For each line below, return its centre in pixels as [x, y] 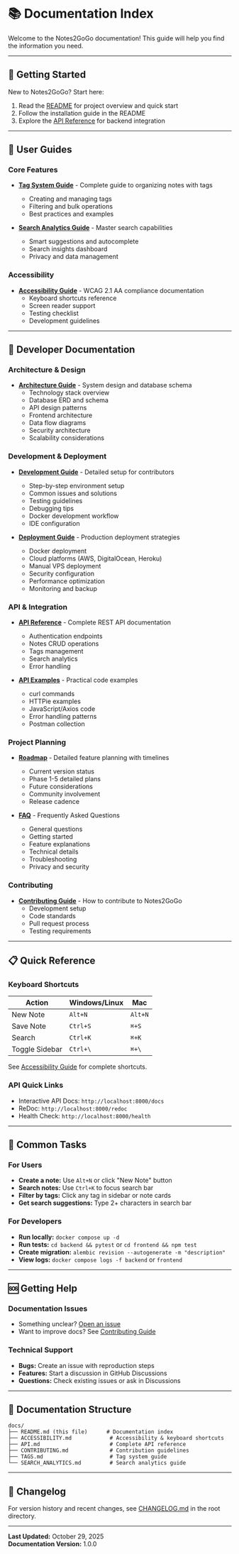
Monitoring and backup [63, 588]
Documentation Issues [48, 1308]
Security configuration [62, 573]
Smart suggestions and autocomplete [84, 241]
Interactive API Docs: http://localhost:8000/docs [91, 1101]
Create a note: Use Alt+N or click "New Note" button [95, 1180]
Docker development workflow [74, 516]
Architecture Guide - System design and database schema [105, 385]
